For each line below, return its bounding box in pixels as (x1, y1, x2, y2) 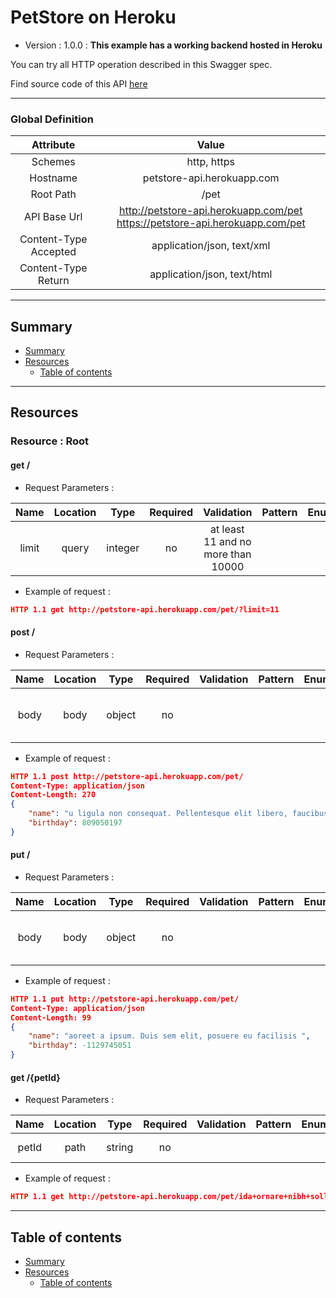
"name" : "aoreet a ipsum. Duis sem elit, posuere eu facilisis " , (28, 1031, 311, 1041)
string (106, 1141, 134, 1155)
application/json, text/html (149, 267, 273, 281)
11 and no (203, 534, 252, 548)
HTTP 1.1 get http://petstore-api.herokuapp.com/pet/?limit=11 (10, 604, 280, 615)
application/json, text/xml (151, 239, 271, 253)
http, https (186, 155, 235, 169)
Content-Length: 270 (10, 790, 97, 800)
